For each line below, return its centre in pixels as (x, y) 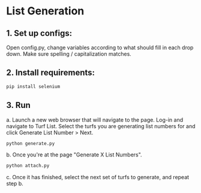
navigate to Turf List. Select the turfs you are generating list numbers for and (101, 126)
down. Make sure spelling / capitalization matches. (69, 54)
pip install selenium (33, 86)
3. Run (19, 105)
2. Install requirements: (50, 73)
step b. (15, 183)
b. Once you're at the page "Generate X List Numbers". (74, 155)
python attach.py (28, 166)
